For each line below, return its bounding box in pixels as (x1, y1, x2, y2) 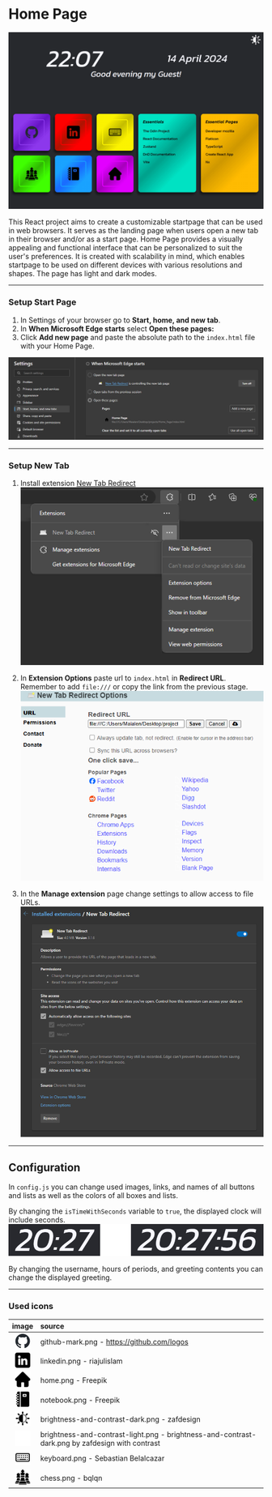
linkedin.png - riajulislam (40, 1356, 123, 1366)
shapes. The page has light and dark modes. (8, 269, 157, 279)
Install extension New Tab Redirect (19, 478, 136, 488)
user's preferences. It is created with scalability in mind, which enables (8, 252, 245, 262)
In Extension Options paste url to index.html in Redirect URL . (19, 673, 227, 683)
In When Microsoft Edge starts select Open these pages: (19, 323, 215, 333)
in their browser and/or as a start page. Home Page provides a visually (8, 234, 244, 244)
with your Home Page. (19, 341, 95, 351)
